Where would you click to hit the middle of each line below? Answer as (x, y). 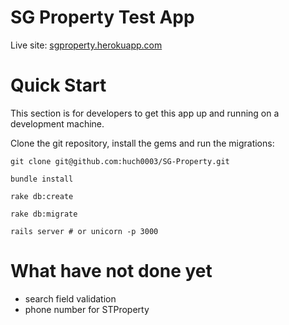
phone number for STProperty (87, 309)
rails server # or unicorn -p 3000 (84, 231)
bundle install (42, 179)
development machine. (57, 123)
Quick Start (58, 85)
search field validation (70, 298)
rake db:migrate (44, 214)
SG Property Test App (102, 17)
